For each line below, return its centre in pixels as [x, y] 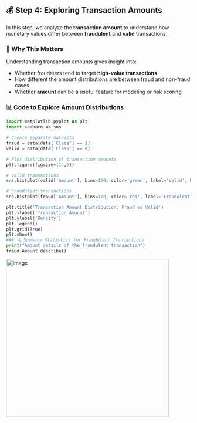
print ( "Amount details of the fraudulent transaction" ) [76, 246]
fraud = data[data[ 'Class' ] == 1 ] [48, 143]
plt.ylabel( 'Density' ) [34, 218]
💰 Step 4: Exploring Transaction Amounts [84, 10]
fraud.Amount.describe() [36, 251]
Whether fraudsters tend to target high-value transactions [86, 73]
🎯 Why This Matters [35, 49]
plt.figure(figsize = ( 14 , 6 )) [40, 165]
